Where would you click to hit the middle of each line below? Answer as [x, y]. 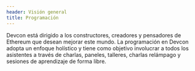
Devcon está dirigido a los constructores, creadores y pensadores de [94, 35]
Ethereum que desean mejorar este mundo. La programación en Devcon [97, 42]
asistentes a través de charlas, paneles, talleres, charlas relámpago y [94, 54]
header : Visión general [37, 12]
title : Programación [33, 18]
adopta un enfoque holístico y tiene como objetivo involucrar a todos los [97, 48]
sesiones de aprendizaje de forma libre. [56, 61]
